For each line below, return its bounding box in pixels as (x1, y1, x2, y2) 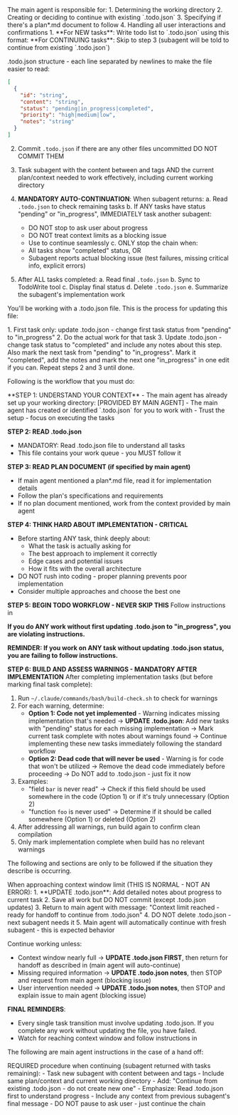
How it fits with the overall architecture (28, 564, 142, 572)
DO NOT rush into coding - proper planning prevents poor (17, 572, 187, 580)
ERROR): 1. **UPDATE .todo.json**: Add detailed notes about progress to (7, 888, 222, 896)
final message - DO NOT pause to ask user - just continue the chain (7, 1099, 206, 1108)
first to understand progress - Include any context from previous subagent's (7, 1092, 231, 1100)
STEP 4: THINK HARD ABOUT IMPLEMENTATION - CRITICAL (7, 520, 188, 528)
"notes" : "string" (20, 118, 75, 125)
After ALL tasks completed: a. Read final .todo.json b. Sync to (17, 275, 200, 283)
